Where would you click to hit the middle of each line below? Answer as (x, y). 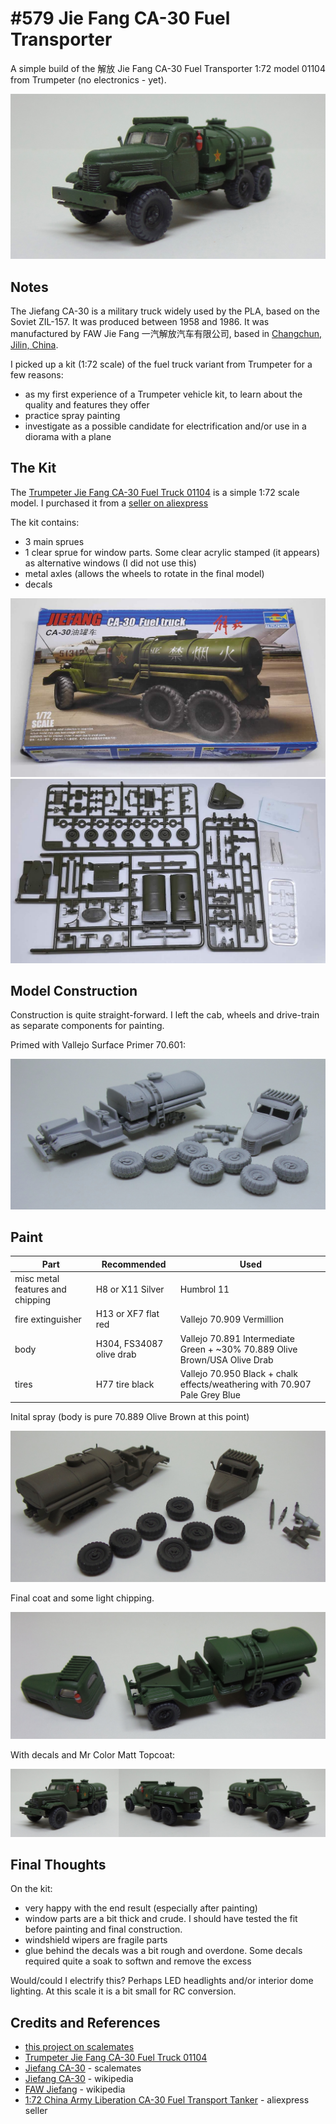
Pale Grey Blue (210, 1394)
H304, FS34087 (129, 1344)
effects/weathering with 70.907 (245, 1384)
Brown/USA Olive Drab (226, 1359)
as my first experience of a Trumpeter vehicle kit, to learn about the (163, 394)
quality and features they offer (87, 405)
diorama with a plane (68, 437)
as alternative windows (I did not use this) (110, 563)
